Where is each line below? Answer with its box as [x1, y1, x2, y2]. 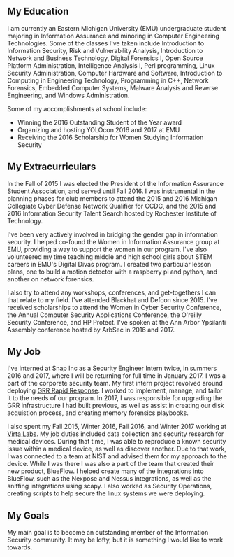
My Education [7, 6, 69, 17]
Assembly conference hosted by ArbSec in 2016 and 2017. [7, 325, 175, 334]
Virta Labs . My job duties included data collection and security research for [7, 430, 224, 438]
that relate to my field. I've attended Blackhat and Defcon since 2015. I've [7, 295, 218, 304]
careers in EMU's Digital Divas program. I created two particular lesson [7, 260, 212, 268]
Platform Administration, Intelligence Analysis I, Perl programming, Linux [7, 61, 215, 69]
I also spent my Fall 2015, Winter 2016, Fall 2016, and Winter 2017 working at [7, 423, 227, 431]
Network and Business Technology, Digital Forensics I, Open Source [7, 54, 204, 62]
